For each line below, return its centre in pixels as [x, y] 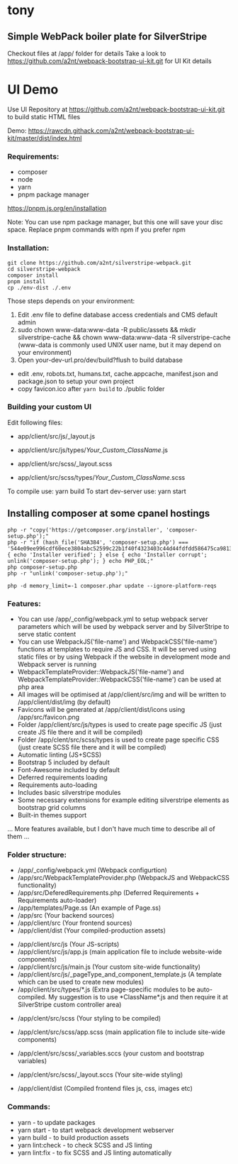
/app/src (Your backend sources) [66, 916]
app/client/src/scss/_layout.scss [65, 463]
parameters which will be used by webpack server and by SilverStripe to [123, 626]
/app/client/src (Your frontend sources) [75, 923]
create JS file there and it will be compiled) [80, 732]
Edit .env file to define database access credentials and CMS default [118, 314]
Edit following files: [35, 422]
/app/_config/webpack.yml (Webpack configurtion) [92, 870]
